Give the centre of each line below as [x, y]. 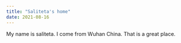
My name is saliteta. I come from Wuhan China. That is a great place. [91, 34]
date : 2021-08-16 [28, 17]
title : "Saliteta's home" [38, 11]
